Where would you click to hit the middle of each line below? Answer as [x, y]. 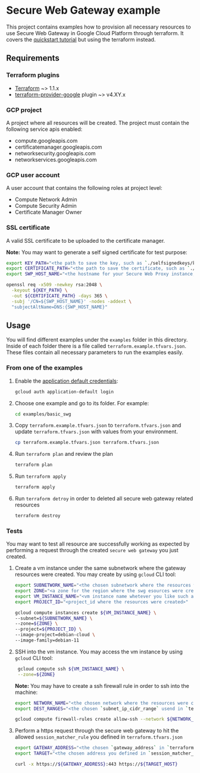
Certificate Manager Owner [48, 212]
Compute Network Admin [46, 199]
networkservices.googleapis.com [56, 159]
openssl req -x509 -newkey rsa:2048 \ [54, 285]
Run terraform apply [40, 476]
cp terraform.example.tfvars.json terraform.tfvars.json [87, 443]
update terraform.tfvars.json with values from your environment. [96, 431]
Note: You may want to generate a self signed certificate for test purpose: [97, 252]
